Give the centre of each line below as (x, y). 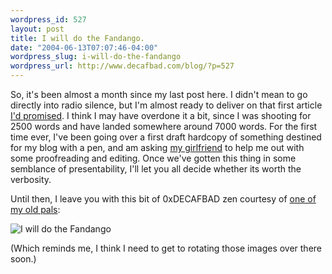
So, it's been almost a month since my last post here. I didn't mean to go (159, 94)
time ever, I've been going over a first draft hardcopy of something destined (166, 137)
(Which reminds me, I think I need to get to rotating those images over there (166, 248)
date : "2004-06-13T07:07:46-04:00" (84, 47)
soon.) (23, 259)
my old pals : (35, 209)
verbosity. (31, 179)
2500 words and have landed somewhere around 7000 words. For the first (164, 126)
